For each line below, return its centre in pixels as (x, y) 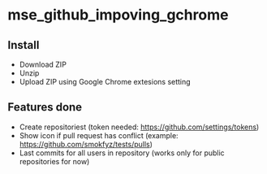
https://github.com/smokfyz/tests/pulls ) (86, 144)
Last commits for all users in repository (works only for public (122, 153)
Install (24, 45)
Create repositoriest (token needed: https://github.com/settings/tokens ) (139, 127)
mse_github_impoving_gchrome (118, 15)
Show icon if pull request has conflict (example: (99, 135)
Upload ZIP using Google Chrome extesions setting (105, 82)
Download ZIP (43, 64)
